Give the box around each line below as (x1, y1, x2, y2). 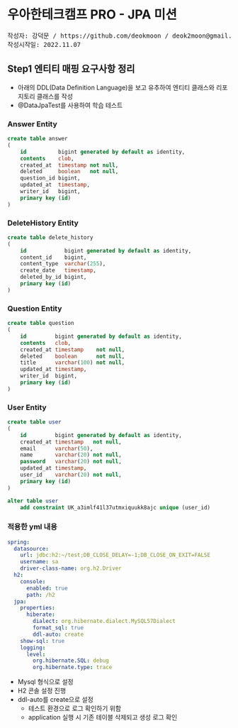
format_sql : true (33, 624, 84, 632)
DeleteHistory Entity (7, 218, 79, 228)
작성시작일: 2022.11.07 (7, 40, 81, 48)
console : (20, 578, 46, 585)
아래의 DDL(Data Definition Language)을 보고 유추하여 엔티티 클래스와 (17, 83, 215, 92)
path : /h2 (25, 591, 55, 598)
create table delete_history (7, 233, 93, 241)
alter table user (7, 497, 59, 504)
